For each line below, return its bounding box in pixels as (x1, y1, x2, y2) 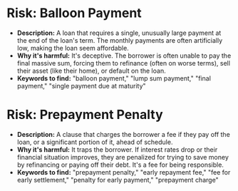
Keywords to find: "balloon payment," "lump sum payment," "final (16, 73, 212, 83)
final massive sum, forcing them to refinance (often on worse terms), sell (16, 58, 231, 67)
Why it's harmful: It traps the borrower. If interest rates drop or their (16, 145, 218, 154)
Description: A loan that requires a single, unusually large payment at (16, 29, 222, 37)
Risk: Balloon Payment (6, 5, 142, 21)
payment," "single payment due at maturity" (16, 81, 147, 90)
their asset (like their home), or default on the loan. (16, 66, 166, 75)
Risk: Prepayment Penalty (6, 107, 163, 123)
